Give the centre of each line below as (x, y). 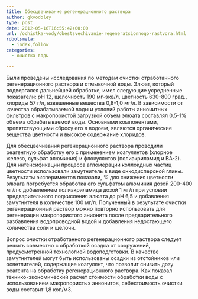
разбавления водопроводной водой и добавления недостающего (89, 221)
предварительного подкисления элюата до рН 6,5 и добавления (88, 196)
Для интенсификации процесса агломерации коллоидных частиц (89, 165)
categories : (21, 50)
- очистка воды (30, 56)
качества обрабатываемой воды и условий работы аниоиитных (87, 109)
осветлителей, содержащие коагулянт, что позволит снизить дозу (90, 264)
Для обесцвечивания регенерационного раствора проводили (85, 146)
